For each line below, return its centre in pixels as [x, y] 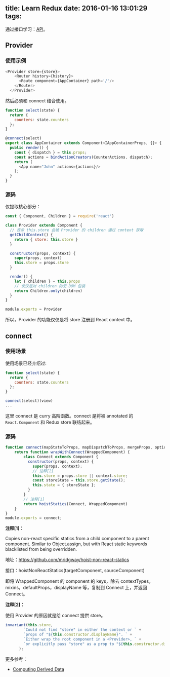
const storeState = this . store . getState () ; [79, 480]
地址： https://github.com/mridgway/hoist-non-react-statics [67, 560]
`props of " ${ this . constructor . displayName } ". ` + [78, 635]
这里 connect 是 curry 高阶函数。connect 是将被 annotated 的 [69, 416]
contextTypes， [137, 581]
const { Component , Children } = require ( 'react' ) [60, 216]
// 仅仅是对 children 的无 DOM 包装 [50, 286]
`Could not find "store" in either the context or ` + [82, 630]
